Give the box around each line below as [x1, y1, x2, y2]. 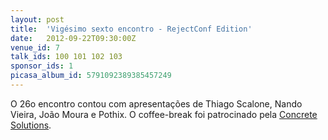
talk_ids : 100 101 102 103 [10, 52, 123, 62]
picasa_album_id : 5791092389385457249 [10, 71, 172, 81]
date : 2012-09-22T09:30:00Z [10, 33, 137, 43]
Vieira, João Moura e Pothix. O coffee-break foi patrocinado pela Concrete [10, 108, 318, 120]
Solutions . [10, 119, 52, 131]
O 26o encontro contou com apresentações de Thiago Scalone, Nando [10, 97, 303, 110]
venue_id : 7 [10, 42, 60, 53]
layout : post [10, 14, 65, 25]
